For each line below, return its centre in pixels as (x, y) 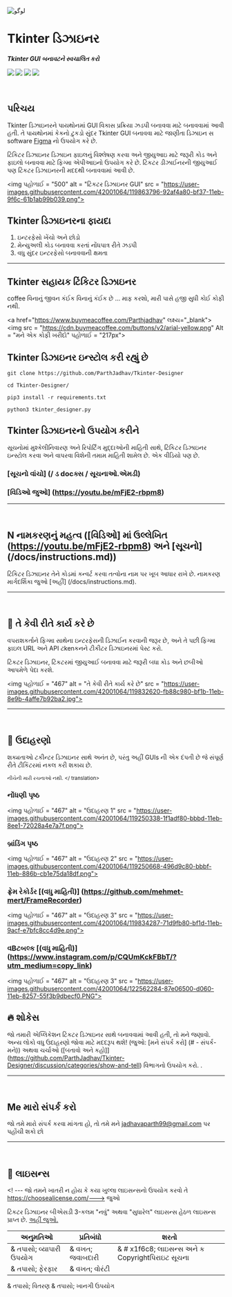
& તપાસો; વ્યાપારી (36, 1249)
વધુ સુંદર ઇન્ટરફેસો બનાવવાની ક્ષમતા (62, 253)
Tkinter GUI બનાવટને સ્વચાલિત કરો (54, 58)
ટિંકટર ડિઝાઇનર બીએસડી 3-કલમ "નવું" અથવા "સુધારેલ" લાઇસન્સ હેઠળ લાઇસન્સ (112, 1212)
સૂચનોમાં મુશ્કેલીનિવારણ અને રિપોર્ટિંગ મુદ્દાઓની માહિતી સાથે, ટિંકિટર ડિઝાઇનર (107, 447)
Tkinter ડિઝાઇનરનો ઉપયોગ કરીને (73, 431)
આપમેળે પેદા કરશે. (30, 670)
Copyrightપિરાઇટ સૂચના (153, 1258)
